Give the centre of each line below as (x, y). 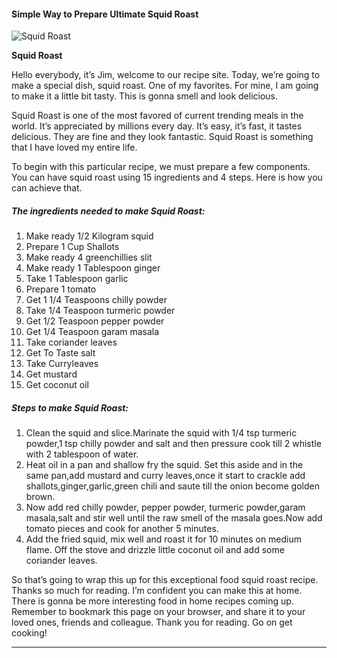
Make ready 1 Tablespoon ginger (93, 268)
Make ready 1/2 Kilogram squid (89, 236)
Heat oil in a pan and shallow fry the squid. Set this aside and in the (164, 465)
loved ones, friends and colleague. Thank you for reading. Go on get (152, 622)
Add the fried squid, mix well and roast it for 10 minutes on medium (164, 539)
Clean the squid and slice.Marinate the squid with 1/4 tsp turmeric (161, 433)
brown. (40, 497)
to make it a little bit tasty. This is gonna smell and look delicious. (145, 96)
